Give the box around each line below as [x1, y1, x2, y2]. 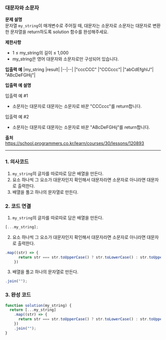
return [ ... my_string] [9, 307, 56, 312]
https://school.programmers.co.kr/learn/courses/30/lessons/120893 [5, 140, 144, 146]
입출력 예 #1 [5, 93, 28, 99]
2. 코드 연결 [5, 203, 31, 210]
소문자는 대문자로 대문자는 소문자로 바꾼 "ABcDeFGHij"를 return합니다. [12, 125, 150, 130]
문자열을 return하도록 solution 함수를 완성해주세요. [10, 29, 109, 35]
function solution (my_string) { [5, 303, 72, 308]
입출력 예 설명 [5, 83, 31, 88]
